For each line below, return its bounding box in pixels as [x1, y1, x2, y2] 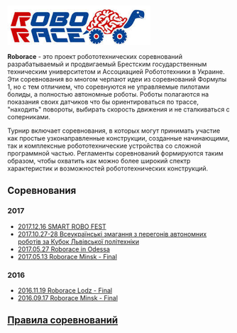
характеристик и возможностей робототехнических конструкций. [7, 164, 209, 173]
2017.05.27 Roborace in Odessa [17, 244, 110, 253]
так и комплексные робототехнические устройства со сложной [7, 141, 202, 150]
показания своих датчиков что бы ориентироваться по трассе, [7, 98, 199, 106]
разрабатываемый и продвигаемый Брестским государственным [7, 60, 207, 68]
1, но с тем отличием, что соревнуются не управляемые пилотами [7, 82, 210, 91]
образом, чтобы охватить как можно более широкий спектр [7, 157, 191, 165]
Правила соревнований [7, 315, 118, 327]
